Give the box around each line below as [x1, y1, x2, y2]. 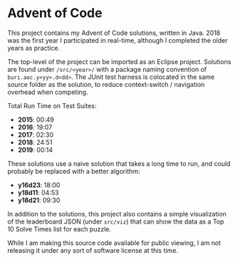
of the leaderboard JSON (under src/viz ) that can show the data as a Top [7, 217, 224, 226]
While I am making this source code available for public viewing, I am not [7, 239, 221, 247]
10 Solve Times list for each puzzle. [7, 224, 112, 233]
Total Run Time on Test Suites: [7, 101, 97, 110]
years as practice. [7, 43, 61, 52]
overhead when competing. [7, 88, 88, 96]
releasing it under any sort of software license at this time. [7, 246, 178, 254]
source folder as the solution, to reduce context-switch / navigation [7, 80, 205, 88]
